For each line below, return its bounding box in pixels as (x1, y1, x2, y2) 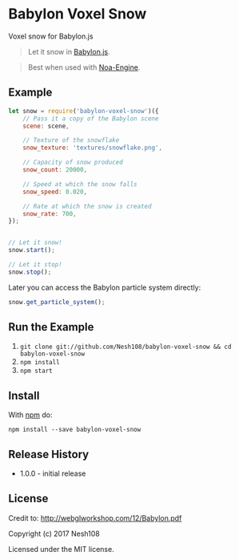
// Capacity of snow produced (22, 158, 124, 167)
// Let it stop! (8, 261, 62, 269)
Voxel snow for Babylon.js (8, 31, 94, 41)
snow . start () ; (8, 246, 56, 254)
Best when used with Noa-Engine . (27, 62, 141, 72)
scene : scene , (22, 122, 70, 130)
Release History (8, 447, 90, 461)
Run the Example (8, 320, 94, 334)
